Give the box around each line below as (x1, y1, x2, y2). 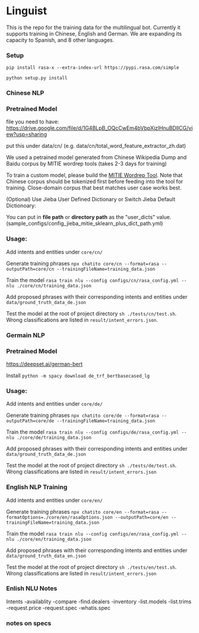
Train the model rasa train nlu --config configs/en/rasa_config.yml (6, 530, 179, 537)
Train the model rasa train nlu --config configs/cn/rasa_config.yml (6, 276, 179, 283)
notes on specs (6, 619, 52, 627)
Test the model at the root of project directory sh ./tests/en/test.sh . (6, 563, 177, 571)
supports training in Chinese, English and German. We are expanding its (6, 30, 182, 37)
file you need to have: (6, 118, 59, 125)
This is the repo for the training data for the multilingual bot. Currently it (6, 24, 181, 31)
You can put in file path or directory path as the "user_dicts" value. (6, 214, 172, 221)
